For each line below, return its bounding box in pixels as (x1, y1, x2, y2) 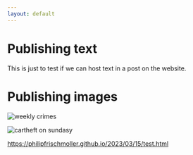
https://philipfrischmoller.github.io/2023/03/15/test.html (7, 139, 169, 148)
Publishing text (7, 40, 97, 56)
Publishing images (7, 89, 118, 104)
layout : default (7, 10, 55, 18)
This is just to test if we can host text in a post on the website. (7, 64, 187, 73)
